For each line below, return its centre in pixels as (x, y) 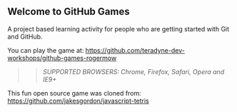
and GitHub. (25, 36)
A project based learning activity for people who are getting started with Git (118, 29)
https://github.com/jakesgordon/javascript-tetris (79, 101)
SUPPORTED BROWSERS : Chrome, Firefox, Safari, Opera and (133, 71)
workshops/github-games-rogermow (62, 58)
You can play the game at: (46, 50)
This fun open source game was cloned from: (74, 93)
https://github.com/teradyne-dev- (135, 50)
